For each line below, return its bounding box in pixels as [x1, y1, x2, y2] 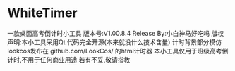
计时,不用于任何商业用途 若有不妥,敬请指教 [7, 55, 131, 64]
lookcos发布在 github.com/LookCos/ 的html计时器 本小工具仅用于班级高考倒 [7, 46, 229, 55]
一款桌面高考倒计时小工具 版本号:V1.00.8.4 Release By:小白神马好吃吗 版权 [7, 29, 224, 37]
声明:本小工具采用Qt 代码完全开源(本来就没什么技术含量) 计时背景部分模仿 [7, 37, 222, 46]
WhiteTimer [7, 5, 78, 21]
